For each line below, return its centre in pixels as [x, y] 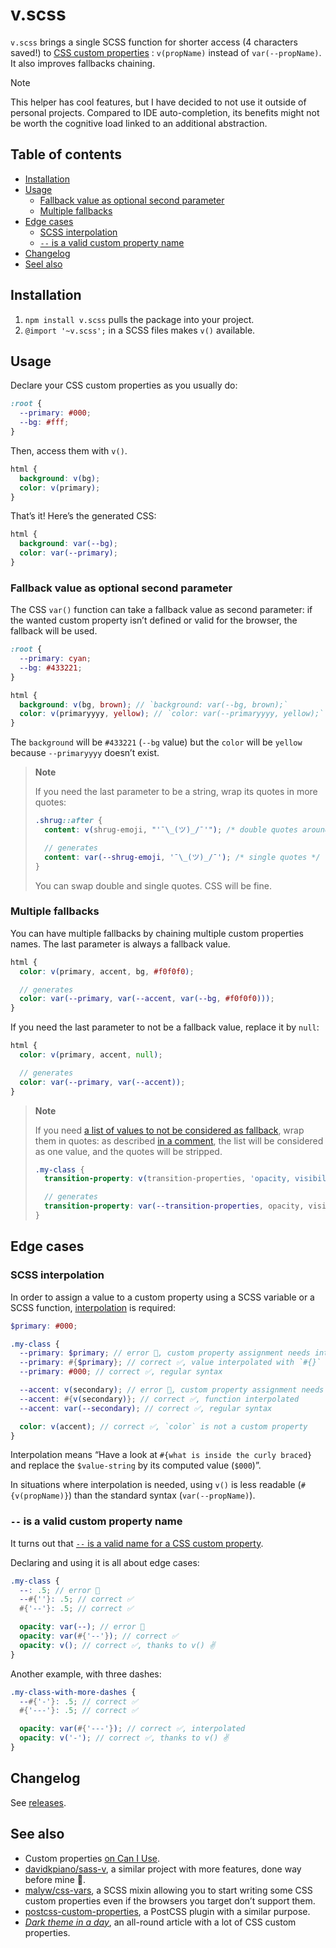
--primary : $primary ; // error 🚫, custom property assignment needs [165, 1353]
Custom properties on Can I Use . [92, 1858]
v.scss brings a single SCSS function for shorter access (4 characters [154, 42]
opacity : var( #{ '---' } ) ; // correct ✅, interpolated [132, 1729]
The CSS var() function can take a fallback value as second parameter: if [161, 610]
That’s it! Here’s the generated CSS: [83, 516]
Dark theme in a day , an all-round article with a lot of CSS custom [160, 1922]
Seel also [43, 264]
